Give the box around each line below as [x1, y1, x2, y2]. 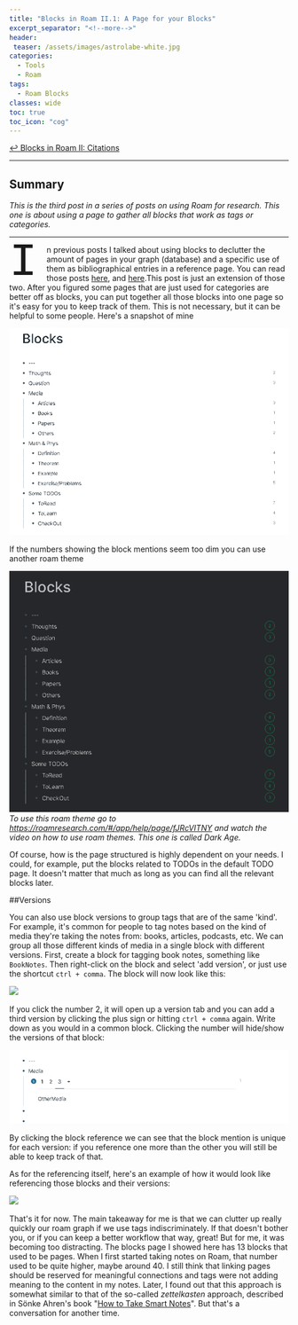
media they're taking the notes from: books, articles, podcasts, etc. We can [9, 931, 284, 942]
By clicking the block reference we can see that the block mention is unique [9, 1132, 286, 1143]
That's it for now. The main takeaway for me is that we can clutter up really [9, 1213, 282, 1224]
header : [9, 33, 38, 42]
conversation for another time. [9, 1307, 120, 1318]
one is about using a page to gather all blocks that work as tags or [9, 209, 255, 221]
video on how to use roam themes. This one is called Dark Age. [9, 832, 241, 843]
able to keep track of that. [9, 1151, 104, 1162]
